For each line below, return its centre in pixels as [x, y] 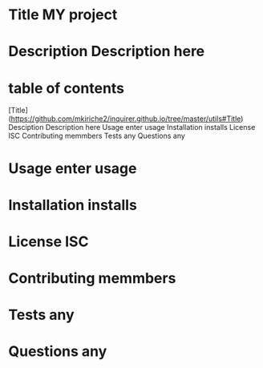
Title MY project [63, 15]
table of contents [67, 88]
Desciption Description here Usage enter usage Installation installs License [132, 127]
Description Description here [107, 52]
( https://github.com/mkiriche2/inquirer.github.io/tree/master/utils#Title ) [126, 119]
